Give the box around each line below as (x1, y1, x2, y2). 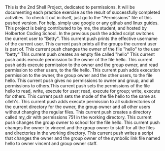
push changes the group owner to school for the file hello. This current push (5, 119, 160, 125)
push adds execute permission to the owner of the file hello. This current (5, 57, 153, 62)
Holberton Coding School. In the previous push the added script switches (5, 31, 154, 36)
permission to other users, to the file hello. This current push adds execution (5, 67, 160, 73)
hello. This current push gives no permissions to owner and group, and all (5, 77, 155, 83)
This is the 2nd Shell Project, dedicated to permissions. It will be (5, 4, 135, 10)
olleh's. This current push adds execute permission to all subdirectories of (5, 99, 156, 104)
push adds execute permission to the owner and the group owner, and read (5, 62, 158, 68)
